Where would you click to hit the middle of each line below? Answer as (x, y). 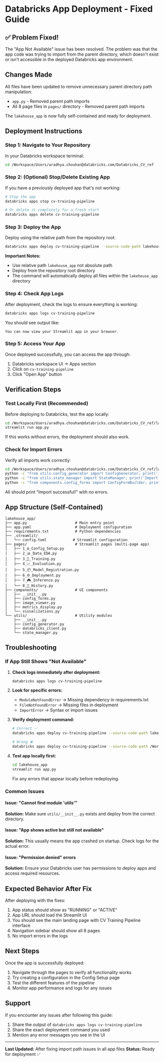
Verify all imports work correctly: (38, 460)
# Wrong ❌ (22, 742)
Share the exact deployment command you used (61, 1030)
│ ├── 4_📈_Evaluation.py (33, 564)
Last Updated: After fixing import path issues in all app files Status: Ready (80, 1049)
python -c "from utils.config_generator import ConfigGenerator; (73, 474)
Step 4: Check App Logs (34, 294)
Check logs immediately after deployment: (56, 672)
